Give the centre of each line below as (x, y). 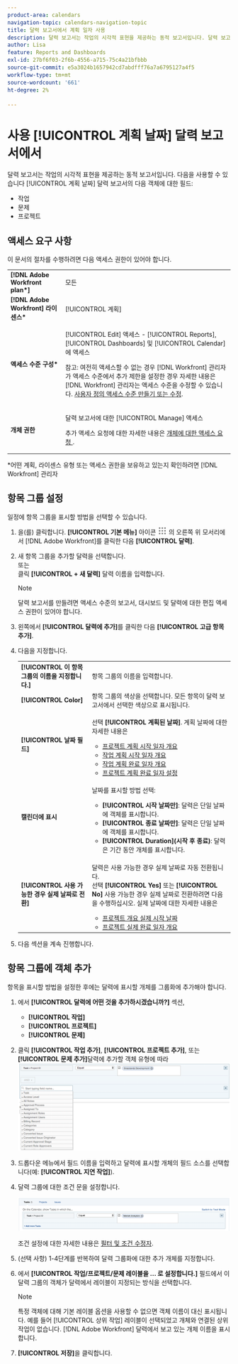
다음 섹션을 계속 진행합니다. (56, 944)
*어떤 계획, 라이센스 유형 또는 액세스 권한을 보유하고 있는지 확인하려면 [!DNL (113, 465)
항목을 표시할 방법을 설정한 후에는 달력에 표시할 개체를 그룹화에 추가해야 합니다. (117, 987)
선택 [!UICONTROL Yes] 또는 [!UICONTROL (155, 885)
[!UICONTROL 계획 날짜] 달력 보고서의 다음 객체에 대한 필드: (109, 183)
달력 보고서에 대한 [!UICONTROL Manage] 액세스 (134, 418)
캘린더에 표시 (39, 817)
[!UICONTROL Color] (52, 700)
